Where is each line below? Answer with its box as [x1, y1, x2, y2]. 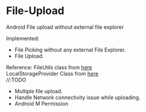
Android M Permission [14, 100, 69, 107]
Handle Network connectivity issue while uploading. [14, 94, 141, 101]
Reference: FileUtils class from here [6, 63, 93, 71]
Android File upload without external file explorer [6, 23, 124, 30]
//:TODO [6, 76, 26, 83]
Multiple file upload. [14, 87, 63, 94]
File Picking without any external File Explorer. [14, 46, 126, 53]
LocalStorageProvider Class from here [6, 70, 99, 77]
